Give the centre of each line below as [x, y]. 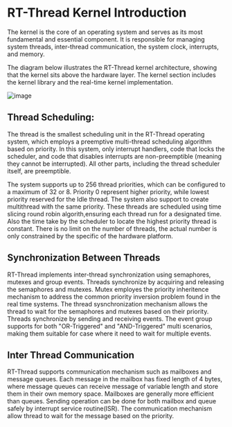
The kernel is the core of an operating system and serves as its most [105, 32]
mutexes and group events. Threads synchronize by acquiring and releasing [116, 281]
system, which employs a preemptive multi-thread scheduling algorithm [110, 141]
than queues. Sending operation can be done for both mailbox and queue [112, 401]
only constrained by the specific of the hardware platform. [90, 236]
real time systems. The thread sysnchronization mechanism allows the [107, 304]
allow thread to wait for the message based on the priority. [91, 416]
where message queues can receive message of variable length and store [113, 387]
